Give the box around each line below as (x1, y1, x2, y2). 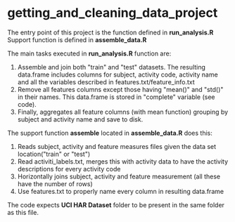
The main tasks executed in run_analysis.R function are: (7, 49, 172, 58)
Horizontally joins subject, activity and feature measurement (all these (17, 172, 220, 181)
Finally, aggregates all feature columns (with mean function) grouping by (17, 107, 229, 116)
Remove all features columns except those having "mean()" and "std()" (17, 85, 224, 93)
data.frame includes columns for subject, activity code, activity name (17, 70, 218, 79)
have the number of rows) (17, 179, 93, 188)
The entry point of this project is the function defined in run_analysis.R (7, 28, 214, 37)
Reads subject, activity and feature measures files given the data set (17, 142, 217, 150)
